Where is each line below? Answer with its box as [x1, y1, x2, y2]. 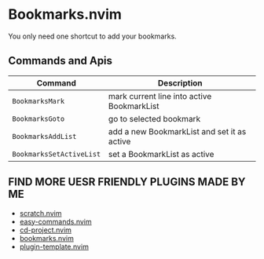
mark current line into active [108, 90, 212, 101]
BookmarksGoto [12, 114, 65, 123]
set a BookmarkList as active [108, 148, 214, 159]
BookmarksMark [12, 97, 65, 105]
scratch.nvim [19, 208, 62, 217]
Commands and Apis [8, 54, 112, 67]
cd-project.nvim [19, 225, 72, 235]
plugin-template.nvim [19, 242, 89, 251]
